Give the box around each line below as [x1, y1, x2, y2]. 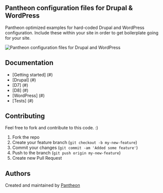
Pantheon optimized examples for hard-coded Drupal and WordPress [5, 24, 144, 30]
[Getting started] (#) [12, 72, 53, 77]
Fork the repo [12, 134, 40, 140]
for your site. [5, 35, 31, 41]
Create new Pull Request [12, 155, 62, 161]
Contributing [5, 112, 45, 121]
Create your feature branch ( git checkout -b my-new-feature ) [12, 140, 138, 145]
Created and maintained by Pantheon [5, 182, 80, 188]
